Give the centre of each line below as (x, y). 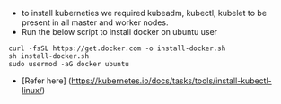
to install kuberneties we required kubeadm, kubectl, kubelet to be (144, 13)
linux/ (31, 90)
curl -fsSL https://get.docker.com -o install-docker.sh (117, 48)
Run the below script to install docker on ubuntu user (119, 32)
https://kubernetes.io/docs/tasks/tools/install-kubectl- (171, 81)
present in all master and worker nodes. (95, 22)
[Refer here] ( (46, 81)
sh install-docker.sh (49, 56)
